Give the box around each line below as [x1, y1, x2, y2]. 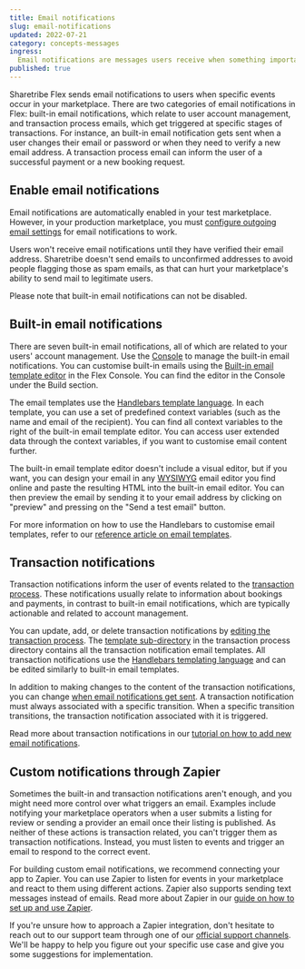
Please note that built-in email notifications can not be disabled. [9, 290, 248, 301]
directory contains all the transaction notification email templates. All [9, 645, 266, 656]
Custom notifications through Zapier [9, 764, 221, 779]
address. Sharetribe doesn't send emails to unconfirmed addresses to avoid [9, 253, 293, 264]
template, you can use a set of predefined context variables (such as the [9, 406, 281, 418]
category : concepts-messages [9, 38, 120, 48]
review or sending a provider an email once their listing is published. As [9, 817, 277, 828]
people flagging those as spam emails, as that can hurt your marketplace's [9, 262, 289, 273]
